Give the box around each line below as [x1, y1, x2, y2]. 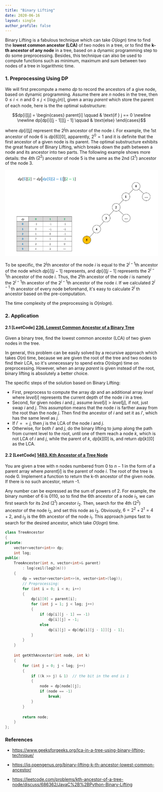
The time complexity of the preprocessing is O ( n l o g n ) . [5, 300, 113, 306]
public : [5, 556, 21, 561]
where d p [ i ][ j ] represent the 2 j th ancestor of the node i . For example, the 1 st [5, 127, 157, 133]
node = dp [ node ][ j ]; [39, 684, 81, 689]
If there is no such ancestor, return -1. [5, 478, 81, 484]
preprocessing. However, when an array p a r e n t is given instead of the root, [5, 365, 155, 371]
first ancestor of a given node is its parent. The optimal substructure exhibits [5, 139, 158, 144]
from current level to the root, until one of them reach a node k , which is [12, 431, 156, 437]
